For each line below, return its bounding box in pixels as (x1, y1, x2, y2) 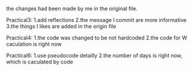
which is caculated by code (6, 59, 73, 65)
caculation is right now (6, 41, 62, 47)
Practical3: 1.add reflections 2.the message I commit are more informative (6, 17, 187, 23)
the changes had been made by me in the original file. (6, 5, 138, 12)
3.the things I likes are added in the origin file (6, 23, 116, 30)
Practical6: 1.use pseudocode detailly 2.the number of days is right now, (6, 52, 183, 59)
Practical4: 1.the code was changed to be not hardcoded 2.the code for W (6, 34, 188, 41)
